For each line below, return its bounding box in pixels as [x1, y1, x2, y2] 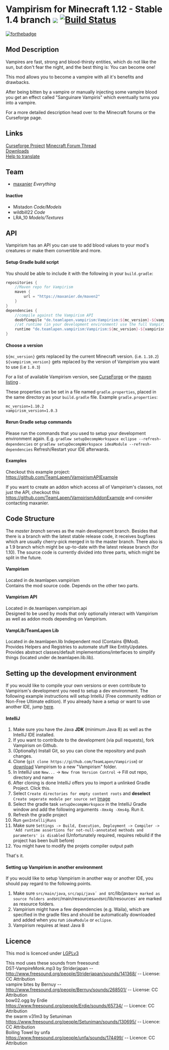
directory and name [13, 775, 54, 781]
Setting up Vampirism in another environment [6, 864, 103, 870]
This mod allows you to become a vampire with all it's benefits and [6, 74, 143, 80]
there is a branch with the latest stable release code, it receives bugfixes [6, 533, 156, 539]
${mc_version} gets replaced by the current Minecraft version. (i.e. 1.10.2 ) [6, 353, 159, 360]
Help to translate [6, 153, 40, 159]
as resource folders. [13, 901, 55, 907]
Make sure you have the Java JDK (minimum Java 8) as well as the [13, 726, 152, 732]
